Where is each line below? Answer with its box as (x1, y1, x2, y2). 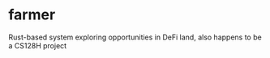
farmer (8, 6, 56, 24)
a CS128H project (8, 40, 67, 50)
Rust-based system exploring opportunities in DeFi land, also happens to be (8, 32, 262, 42)
